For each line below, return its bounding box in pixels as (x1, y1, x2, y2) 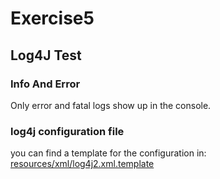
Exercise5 (10, 7, 95, 30)
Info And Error (10, 77, 81, 91)
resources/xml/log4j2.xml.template (10, 158, 155, 170)
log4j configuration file (10, 124, 125, 138)
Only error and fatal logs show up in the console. (10, 99, 212, 111)
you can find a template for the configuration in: (10, 147, 207, 159)
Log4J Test (10, 47, 82, 64)
